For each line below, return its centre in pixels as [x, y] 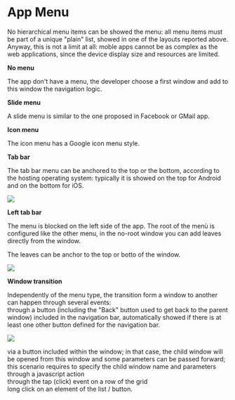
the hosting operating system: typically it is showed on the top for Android [114, 178]
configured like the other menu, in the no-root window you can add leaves [114, 233]
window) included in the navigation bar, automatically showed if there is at [114, 317]
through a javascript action [46, 374]
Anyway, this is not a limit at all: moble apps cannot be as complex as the [113, 46]
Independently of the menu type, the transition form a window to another [113, 295]
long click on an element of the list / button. [70, 389]
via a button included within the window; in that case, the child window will [115, 351]
